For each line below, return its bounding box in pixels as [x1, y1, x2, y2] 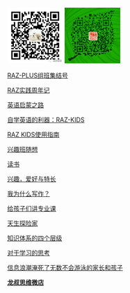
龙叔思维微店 [7, 278, 44, 286]
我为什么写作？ [7, 189, 50, 198]
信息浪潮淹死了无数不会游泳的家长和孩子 [7, 264, 123, 271]
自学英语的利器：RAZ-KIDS [7, 116, 85, 124]
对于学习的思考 [7, 248, 50, 257]
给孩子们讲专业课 [7, 205, 56, 212]
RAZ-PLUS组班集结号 [7, 71, 68, 79]
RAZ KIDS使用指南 [7, 130, 60, 138]
